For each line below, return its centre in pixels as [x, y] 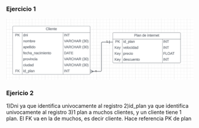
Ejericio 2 [20, 93]
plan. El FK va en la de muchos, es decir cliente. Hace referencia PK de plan [99, 118]
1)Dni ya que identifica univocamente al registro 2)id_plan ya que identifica [97, 106]
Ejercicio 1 [21, 9]
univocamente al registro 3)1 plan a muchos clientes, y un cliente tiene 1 [94, 113]
